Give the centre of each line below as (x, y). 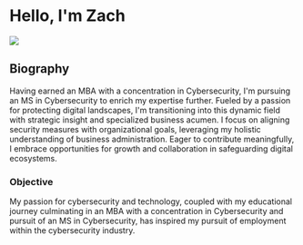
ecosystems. (33, 158)
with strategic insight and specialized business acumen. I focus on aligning (150, 120)
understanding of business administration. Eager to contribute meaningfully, (152, 139)
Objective (31, 181)
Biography (40, 69)
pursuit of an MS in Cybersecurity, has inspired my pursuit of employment (148, 221)
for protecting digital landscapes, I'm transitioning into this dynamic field (145, 110)
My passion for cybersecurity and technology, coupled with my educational (151, 201)
